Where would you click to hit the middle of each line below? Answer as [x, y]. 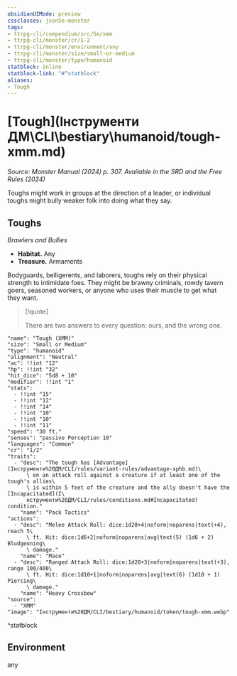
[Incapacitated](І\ [36, 494]
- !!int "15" [33, 395]
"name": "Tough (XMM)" [41, 338]
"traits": [22, 456]
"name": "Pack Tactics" [55, 513]
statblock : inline [34, 67]
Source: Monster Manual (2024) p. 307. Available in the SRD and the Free [115, 172]
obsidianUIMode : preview [44, 14]
